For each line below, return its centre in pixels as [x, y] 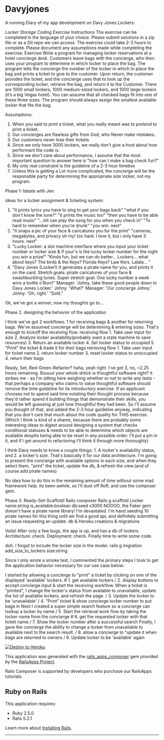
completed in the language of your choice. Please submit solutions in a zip [80, 37]
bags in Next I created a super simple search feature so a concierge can [78, 606]
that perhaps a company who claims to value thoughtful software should [78, 383]
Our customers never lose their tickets [51, 140]
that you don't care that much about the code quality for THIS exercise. [77, 414]
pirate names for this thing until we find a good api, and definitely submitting [82, 516]
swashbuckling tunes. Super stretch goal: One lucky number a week [81, 278]
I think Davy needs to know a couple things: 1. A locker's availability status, [80, 450]
